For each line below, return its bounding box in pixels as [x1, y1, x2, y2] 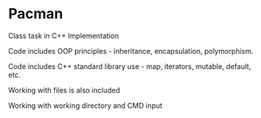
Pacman [8, 5, 64, 23]
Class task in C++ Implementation [8, 31, 119, 40]
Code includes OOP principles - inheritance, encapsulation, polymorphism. [8, 46, 254, 55]
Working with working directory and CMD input [8, 101, 163, 110]
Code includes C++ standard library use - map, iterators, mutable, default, [8, 61, 251, 71]
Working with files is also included [8, 85, 121, 95]
